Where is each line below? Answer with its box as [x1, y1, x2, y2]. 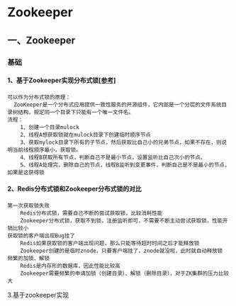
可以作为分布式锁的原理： [7, 93, 71, 101]
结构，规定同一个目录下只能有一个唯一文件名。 [17, 108, 135, 115]
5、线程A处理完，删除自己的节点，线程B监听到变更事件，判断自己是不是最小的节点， [20, 161, 230, 169]
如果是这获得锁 [7, 169, 45, 176]
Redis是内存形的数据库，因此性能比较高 [20, 262, 120, 269]
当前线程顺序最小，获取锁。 [12, 146, 82, 153]
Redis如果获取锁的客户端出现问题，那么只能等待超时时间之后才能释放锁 [20, 239, 200, 246]
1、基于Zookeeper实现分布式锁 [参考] [7, 76, 116, 85]
